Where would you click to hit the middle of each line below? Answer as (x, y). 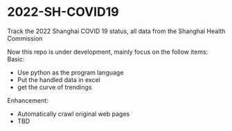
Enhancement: (28, 100)
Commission (25, 38)
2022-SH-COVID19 (63, 12)
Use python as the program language (70, 72)
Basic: (16, 59)
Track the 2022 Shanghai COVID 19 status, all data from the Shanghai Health (116, 31)
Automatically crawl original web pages (73, 114)
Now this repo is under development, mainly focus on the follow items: (108, 52)
